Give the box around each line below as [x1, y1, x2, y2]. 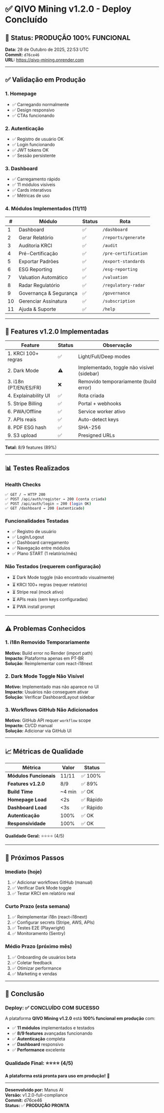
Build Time [7, 788, 33, 795]
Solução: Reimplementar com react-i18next [5, 660, 93, 666]
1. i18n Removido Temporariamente [5, 639, 90, 646]
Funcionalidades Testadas [5, 517, 69, 524]
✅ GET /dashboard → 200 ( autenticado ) [5, 506, 85, 511]
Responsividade [7, 820, 46, 827]
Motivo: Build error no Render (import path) [5, 650, 93, 656]
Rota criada [78, 392, 104, 399]
